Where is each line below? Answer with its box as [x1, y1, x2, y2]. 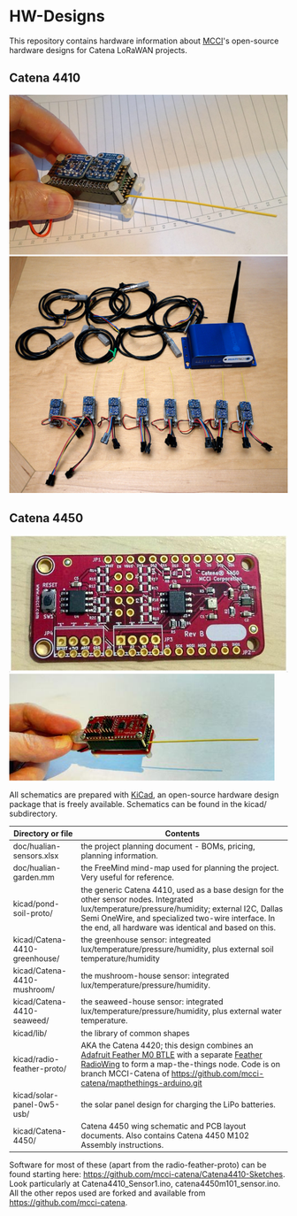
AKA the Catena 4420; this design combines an [80, 1040, 254, 1051]
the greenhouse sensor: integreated [80, 934, 211, 944]
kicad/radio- [12, 1054, 60, 1065]
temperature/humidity [80, 953, 161, 964]
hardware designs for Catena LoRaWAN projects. [9, 44, 188, 55]
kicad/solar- [12, 1090, 59, 1101]
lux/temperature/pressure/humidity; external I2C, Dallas [80, 903, 284, 913]
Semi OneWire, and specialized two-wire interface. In [80, 912, 276, 923]
